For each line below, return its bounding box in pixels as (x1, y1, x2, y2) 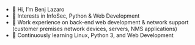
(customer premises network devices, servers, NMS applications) (12, 25, 177, 32)
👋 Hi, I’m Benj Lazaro (12, 6, 65, 13)
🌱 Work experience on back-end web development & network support (12, 19, 189, 26)
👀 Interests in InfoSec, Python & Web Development (12, 12, 140, 19)
